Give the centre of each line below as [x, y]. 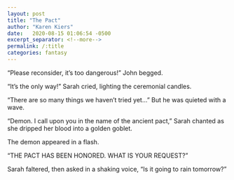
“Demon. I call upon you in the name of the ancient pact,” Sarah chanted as [116, 120]
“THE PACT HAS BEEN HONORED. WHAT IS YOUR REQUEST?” [98, 155]
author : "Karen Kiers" [40, 27]
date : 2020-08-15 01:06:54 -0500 [59, 33]
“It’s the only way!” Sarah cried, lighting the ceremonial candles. [99, 86]
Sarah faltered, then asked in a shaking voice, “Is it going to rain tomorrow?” [117, 169]
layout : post [26, 14]
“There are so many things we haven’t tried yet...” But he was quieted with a [117, 99]
